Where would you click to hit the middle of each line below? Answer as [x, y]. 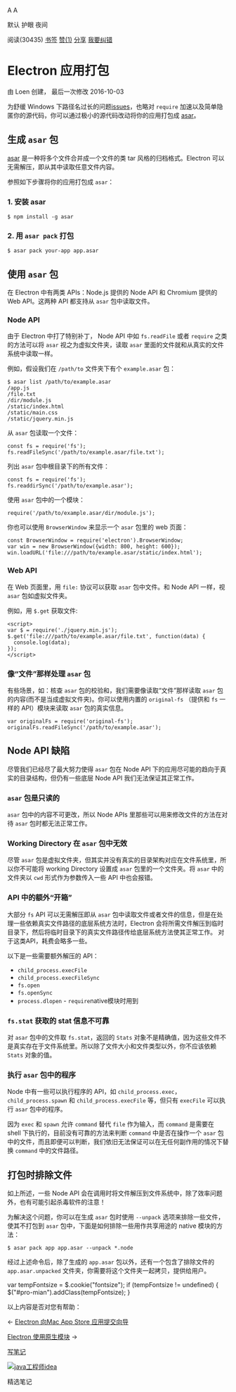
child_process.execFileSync [58, 978]
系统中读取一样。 [32, 354]
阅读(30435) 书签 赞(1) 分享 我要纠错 [60, 39]
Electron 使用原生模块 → [42, 1337]
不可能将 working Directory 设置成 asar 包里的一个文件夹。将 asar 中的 [122, 869]
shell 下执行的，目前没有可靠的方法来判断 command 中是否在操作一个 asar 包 [116, 1133]
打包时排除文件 [40, 1175]
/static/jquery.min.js [40, 419]
